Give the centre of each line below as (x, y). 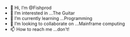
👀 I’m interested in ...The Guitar (42, 13)
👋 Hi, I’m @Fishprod (31, 8)
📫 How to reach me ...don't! (40, 29)
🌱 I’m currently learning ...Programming (51, 18)
